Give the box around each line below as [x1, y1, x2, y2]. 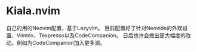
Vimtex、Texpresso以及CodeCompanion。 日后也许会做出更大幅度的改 [16, 31, 191, 39]
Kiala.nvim [6, 4, 61, 18]
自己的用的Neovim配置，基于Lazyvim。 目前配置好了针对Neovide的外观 [6, 24, 183, 31]
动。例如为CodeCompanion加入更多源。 [6, 39, 106, 46]
